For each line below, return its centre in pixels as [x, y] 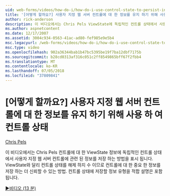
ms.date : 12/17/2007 [27, 33]
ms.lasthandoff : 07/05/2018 [35, 71]
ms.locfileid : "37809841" [32, 76]
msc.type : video [22, 47]
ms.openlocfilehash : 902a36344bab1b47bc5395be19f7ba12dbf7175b [73, 52]
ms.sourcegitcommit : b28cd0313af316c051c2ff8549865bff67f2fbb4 [73, 57]
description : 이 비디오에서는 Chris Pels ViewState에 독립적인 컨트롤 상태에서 [81, 24]
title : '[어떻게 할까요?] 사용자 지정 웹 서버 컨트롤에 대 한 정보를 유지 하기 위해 [81, 15]
